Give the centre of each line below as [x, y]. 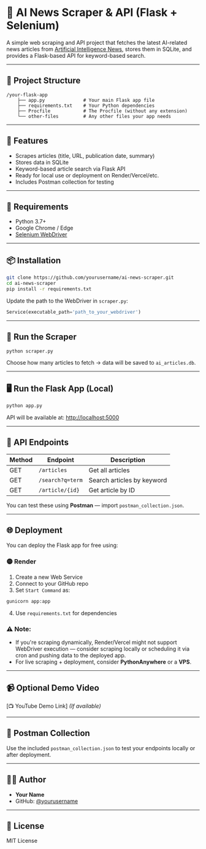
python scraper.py [30, 351]
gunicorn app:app [29, 601]
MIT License [22, 841]
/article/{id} [59, 490]
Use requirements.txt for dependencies [66, 613]
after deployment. [29, 754]
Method [21, 460]
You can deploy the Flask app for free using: [62, 545]
